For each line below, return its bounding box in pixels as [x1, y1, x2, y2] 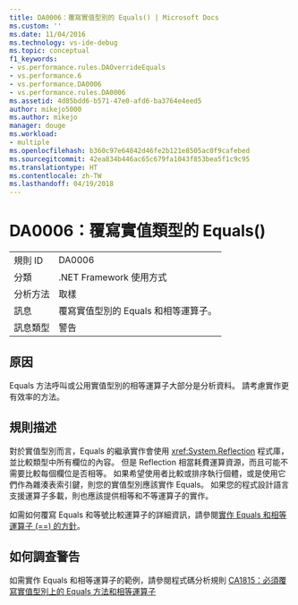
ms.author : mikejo [9, 113, 78, 122]
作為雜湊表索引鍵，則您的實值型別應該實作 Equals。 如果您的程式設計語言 [16, 479, 289, 490]
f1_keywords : [9, 55, 58, 64]
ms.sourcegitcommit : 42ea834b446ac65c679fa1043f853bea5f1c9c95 [9, 154, 251, 164]
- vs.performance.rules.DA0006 [9, 88, 126, 97]
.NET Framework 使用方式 [58, 271, 167, 284]
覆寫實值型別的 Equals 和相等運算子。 [58, 305, 217, 318]
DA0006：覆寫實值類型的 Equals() [9, 221, 267, 242]
